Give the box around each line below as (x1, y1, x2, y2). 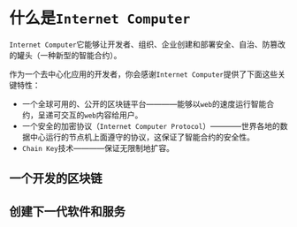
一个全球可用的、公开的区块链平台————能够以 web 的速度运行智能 (21, 98, 267, 109)
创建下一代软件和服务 (9, 204, 126, 219)
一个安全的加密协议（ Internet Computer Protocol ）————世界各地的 (21, 120, 280, 131)
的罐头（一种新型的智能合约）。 (9, 49, 122, 60)
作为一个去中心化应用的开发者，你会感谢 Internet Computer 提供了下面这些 (9, 68, 278, 79)
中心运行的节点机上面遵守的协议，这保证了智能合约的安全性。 (29, 132, 255, 142)
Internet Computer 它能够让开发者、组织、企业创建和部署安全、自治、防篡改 (9, 39, 286, 49)
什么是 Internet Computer (9, 8, 191, 28)
